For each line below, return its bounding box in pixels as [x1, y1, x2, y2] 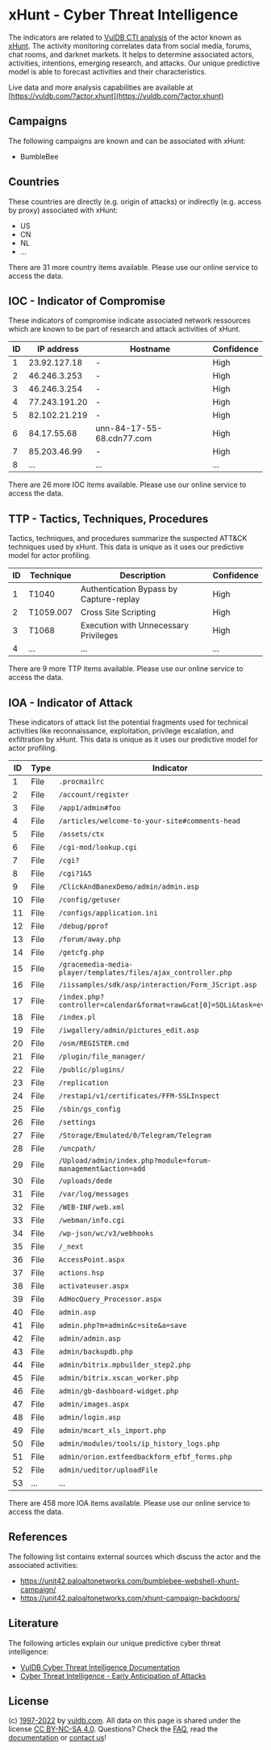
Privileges [80, 630, 119, 641]
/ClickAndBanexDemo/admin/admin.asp [58, 882, 199, 891]
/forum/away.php [58, 935, 121, 944]
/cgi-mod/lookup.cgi [58, 843, 138, 852]
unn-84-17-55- [95, 423, 163, 434]
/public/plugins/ [58, 1065, 125, 1074]
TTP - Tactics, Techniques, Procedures [8, 512, 209, 526]
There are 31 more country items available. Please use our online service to [8, 262, 258, 272]
